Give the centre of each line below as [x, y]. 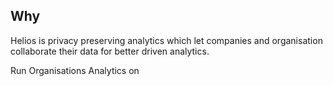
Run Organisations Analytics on [75, 70]
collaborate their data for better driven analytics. [110, 51]
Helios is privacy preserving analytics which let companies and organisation [166, 40]
